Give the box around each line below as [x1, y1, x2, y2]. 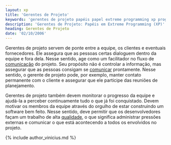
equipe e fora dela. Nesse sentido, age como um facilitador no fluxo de [5, 56, 154, 61]
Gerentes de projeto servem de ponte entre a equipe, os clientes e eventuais [5, 45, 166, 51]
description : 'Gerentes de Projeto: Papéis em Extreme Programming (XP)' [5, 21, 165, 27]
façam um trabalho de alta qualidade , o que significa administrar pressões [5, 114, 161, 120]
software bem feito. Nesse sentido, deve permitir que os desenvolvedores [5, 108, 161, 115]
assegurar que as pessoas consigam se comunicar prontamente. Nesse [5, 66, 156, 72]
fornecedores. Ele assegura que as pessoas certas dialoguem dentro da [5, 50, 157, 56]
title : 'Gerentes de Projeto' [5, 12, 70, 17]
